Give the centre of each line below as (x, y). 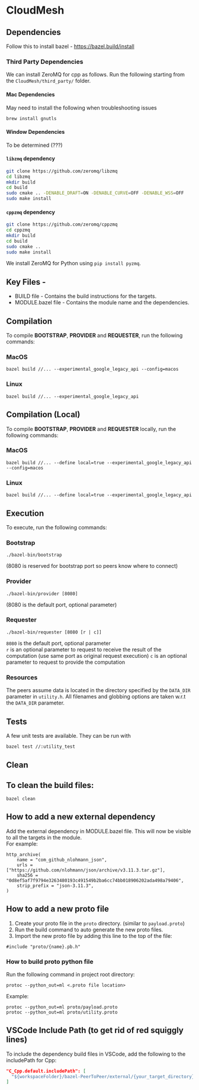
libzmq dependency (31, 159)
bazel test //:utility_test (41, 747)
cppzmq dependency (31, 212)
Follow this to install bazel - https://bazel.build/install (70, 46)
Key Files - (26, 282)
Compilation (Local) (43, 415)
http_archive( (24, 854)
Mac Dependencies (31, 94)
